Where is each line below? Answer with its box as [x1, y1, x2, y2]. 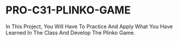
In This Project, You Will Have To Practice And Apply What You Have [5, 23, 173, 30]
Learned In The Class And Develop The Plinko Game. [5, 29, 136, 36]
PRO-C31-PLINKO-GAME [5, 4, 131, 17]
